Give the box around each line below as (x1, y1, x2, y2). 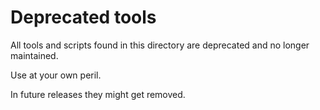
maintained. (10, 49, 59, 61)
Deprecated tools (10, 6, 157, 29)
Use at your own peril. (10, 69, 102, 81)
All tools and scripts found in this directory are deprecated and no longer (10, 39, 310, 51)
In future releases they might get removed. (10, 88, 186, 100)
